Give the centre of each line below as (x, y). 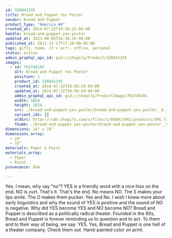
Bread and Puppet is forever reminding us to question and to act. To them (83, 219)
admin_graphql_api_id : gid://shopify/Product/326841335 (66, 58)
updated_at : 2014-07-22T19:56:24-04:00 (57, 91)
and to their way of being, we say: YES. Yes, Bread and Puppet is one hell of (85, 224)
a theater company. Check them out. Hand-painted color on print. (74, 230)
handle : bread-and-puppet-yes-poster (46, 34)
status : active (21, 53)
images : (14, 62)
